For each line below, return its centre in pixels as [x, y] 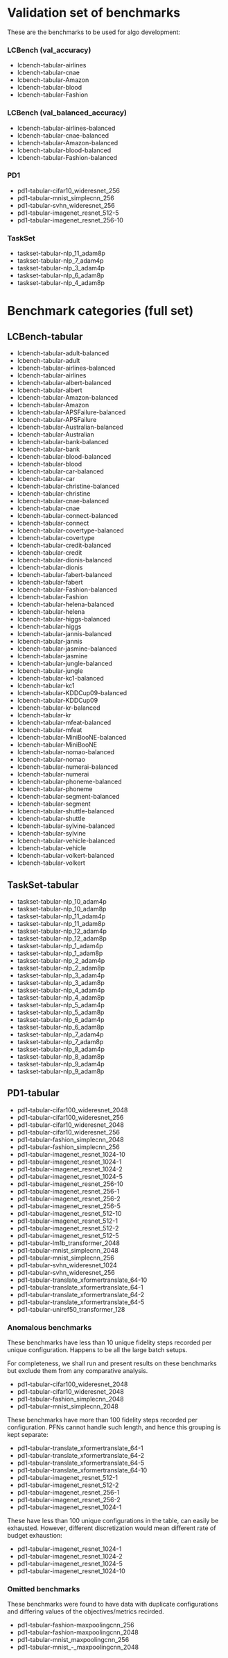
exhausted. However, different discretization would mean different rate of [112, 1528]
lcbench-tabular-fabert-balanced [64, 575]
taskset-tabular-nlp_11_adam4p [61, 916]
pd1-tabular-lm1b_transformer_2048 [68, 1243]
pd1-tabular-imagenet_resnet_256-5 [69, 1206]
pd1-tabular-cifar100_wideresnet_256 [70, 1117]
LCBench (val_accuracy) [49, 50]
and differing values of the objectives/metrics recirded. [86, 1611]
